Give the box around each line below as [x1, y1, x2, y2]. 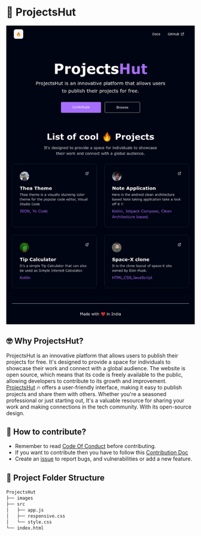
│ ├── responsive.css [6, 513, 66, 519]
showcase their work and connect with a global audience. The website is [6, 364, 185, 371]
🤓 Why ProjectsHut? [6, 336, 84, 346]
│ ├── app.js [6, 507, 44, 513]
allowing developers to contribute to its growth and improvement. [6, 377, 167, 385]
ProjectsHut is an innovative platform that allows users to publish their [6, 352, 178, 359]
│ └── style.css [6, 519, 52, 525]
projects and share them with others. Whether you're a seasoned [6, 390, 166, 397]
